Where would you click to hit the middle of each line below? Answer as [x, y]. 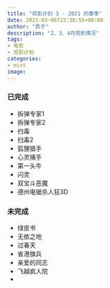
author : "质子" [28, 26]
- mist [17, 65]
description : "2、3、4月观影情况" [53, 33]
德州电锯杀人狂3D [43, 192]
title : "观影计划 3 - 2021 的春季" [55, 14]
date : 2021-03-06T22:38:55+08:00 [55, 20]
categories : [24, 59]
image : [17, 71]
